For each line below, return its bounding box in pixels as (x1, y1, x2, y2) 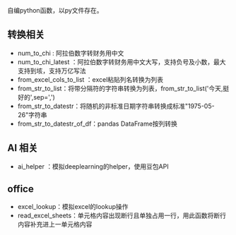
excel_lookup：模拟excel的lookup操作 (17, 203, 129, 211)
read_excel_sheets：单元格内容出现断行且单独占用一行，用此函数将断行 (17, 211, 226, 220)
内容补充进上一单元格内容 (17, 220, 93, 229)
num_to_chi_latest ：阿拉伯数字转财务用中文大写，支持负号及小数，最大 (17, 57, 226, 66)
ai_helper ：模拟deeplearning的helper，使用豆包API (17, 162, 169, 171)
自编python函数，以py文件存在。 (7, 6, 104, 14)
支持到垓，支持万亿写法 (17, 66, 86, 75)
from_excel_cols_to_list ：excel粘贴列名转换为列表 (17, 75, 164, 83)
